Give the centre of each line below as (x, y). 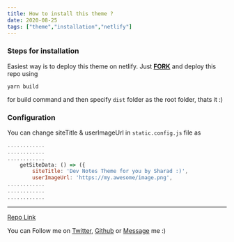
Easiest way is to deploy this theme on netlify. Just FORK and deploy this (112, 66)
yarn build (23, 86)
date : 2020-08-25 (32, 20)
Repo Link (22, 217)
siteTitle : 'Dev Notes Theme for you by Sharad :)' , (110, 172)
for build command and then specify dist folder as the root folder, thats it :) (115, 99)
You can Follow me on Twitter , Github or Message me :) (86, 230)
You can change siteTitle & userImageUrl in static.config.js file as (104, 133)
